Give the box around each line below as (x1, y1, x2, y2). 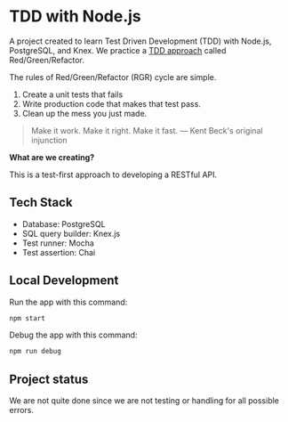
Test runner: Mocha (21, 238, 95, 248)
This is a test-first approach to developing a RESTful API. (9, 169, 218, 180)
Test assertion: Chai (21, 247, 96, 257)
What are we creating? (9, 151, 95, 162)
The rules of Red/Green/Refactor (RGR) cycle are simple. (9, 71, 217, 82)
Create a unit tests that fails (21, 89, 124, 100)
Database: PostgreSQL (21, 218, 106, 229)
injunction (30, 134, 68, 145)
